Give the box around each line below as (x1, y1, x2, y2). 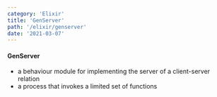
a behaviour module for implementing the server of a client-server (17, 67, 211, 76)
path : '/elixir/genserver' (7, 23, 87, 30)
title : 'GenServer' (7, 17, 65, 24)
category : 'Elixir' (7, 10, 65, 18)
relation (17, 75, 40, 83)
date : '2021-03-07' (7, 30, 65, 37)
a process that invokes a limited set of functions (17, 82, 158, 91)
